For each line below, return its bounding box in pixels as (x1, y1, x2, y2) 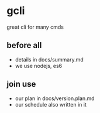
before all (6, 40, 42, 50)
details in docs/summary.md (15, 56, 84, 63)
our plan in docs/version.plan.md (15, 95, 95, 102)
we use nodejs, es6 (15, 62, 63, 69)
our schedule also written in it (15, 101, 87, 108)
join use (6, 79, 36, 89)
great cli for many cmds (6, 23, 64, 30)
